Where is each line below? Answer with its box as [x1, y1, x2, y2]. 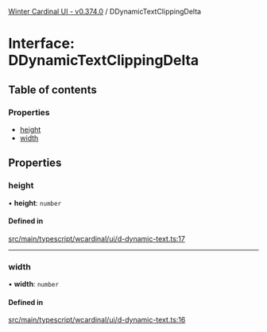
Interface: [8, 35, 75, 52]
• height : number [8, 198, 62, 207]
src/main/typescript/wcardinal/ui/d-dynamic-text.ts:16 [8, 315, 186, 325]
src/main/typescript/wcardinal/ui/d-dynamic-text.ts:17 [8, 234, 185, 243]
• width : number [8, 280, 60, 289]
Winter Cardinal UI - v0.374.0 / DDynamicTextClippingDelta [8, 7, 201, 16]
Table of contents [8, 83, 97, 96]
